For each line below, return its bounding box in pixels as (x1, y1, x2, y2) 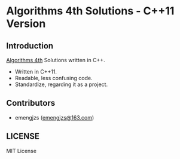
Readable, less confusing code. (14, 75, 93, 81)
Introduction (6, 41, 54, 51)
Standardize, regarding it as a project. (14, 81, 108, 88)
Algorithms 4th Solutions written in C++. (6, 57, 106, 63)
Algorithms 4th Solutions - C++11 (6, 4, 175, 18)
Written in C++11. (14, 68, 57, 75)
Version (6, 17, 46, 30)
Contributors (6, 98, 56, 108)
